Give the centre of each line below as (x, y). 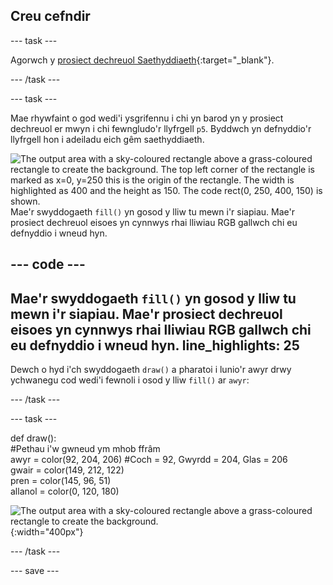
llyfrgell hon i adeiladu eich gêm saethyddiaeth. (107, 139)
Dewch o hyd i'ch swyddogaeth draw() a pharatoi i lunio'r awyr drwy (151, 370)
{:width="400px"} (47, 532)
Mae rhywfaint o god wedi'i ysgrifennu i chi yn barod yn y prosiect (147, 118)
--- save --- (35, 571)
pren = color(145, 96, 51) (61, 481)
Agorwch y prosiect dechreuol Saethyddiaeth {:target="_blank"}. (142, 60)
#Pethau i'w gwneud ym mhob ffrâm (85, 449)
